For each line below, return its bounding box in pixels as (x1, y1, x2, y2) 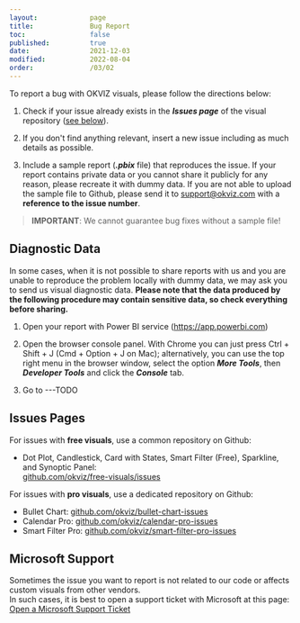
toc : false (9, 30, 110, 39)
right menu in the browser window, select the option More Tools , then (22, 357, 281, 368)
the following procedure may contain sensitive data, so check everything (9, 293, 288, 304)
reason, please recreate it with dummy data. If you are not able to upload (22, 178, 292, 189)
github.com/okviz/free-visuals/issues (22, 471, 161, 482)
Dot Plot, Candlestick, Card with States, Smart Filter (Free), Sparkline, (22, 452, 279, 463)
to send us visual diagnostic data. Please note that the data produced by (9, 284, 281, 295)
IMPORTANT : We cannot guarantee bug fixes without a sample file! (31, 215, 281, 226)
